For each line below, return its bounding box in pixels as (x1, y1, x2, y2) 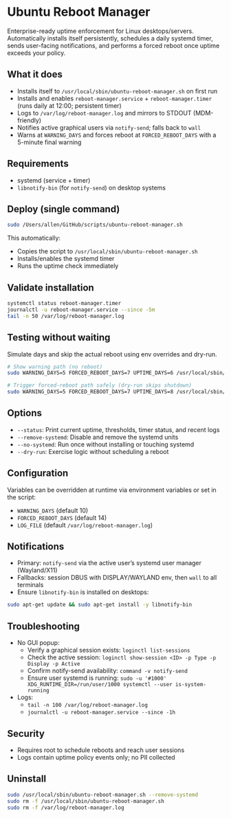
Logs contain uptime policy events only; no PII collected (16, 753, 175, 761)
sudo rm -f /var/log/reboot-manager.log (7, 804, 125, 811)
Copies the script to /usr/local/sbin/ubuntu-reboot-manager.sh (16, 247, 198, 255)
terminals (16, 581, 44, 589)
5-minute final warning (16, 138, 82, 146)
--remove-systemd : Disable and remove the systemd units (16, 433, 179, 441)
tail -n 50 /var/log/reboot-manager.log (7, 313, 125, 319)
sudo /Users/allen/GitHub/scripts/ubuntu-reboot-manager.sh (7, 221, 184, 229)
